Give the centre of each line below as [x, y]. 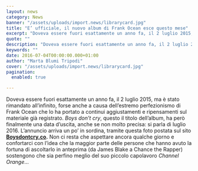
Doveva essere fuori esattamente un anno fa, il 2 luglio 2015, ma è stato [93, 99]
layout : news [22, 11]
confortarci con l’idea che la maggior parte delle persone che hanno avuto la [99, 143]
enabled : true [29, 77]
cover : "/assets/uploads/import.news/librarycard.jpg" [75, 66]
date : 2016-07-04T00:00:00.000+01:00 [52, 55]
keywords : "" [22, 50]
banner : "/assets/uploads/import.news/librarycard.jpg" [76, 22]
